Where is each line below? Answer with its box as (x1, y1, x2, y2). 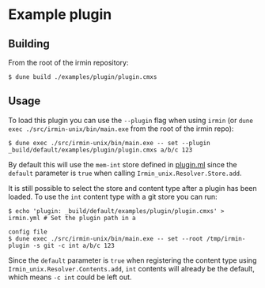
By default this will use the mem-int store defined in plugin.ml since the (8, 159, 237, 169)
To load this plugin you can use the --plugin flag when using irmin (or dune (8, 115, 253, 125)
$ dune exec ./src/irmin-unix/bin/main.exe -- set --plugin (8, 139, 211, 147)
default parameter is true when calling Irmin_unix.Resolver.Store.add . (8, 168, 243, 178)
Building (8, 37, 50, 50)
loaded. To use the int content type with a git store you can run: (8, 192, 218, 201)
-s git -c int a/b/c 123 (32, 241, 115, 249)
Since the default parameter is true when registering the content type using (8, 255, 257, 265)
